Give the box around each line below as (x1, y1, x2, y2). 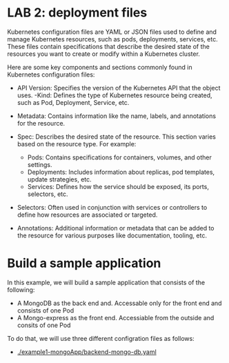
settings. (27, 160, 52, 168)
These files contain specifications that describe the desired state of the (7, 42, 210, 50)
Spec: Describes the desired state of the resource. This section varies (17, 133, 216, 141)
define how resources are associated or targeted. (17, 210, 158, 219)
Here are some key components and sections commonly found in (7, 63, 192, 71)
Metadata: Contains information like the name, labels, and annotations (17, 112, 216, 120)
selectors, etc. (27, 190, 68, 198)
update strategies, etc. (27, 175, 92, 184)
